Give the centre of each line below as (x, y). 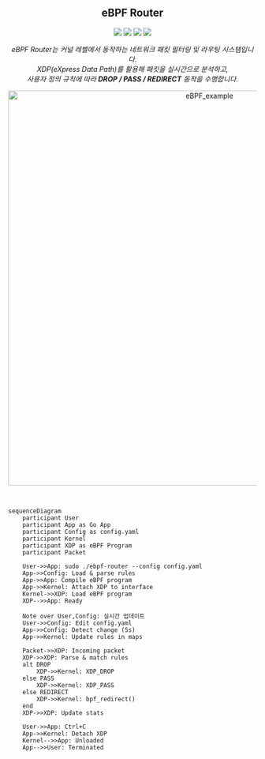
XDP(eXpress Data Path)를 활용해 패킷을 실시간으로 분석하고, (132, 69)
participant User (51, 518)
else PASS (39, 678)
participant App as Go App (67, 524)
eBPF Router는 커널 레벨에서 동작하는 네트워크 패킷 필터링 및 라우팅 (116, 49)
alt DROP (37, 664)
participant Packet (54, 552)
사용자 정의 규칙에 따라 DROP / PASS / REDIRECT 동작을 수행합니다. (132, 79)
